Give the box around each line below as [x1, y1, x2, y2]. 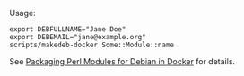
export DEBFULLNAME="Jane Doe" [9, 25, 126, 34]
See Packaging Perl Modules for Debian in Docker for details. [9, 56, 236, 66]
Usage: [9, 8, 36, 18]
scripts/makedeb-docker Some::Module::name [9, 40, 175, 49]
